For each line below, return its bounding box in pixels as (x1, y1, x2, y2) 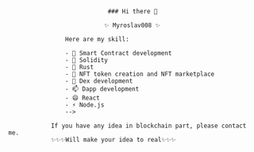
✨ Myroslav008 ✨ (104, 21, 160, 29)
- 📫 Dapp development (64, 85, 140, 93)
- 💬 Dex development (64, 77, 133, 85)
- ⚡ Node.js (64, 101, 105, 109)
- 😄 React (64, 94, 101, 102)
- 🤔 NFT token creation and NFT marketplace (64, 70, 215, 78)
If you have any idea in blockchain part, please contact (50, 122, 247, 130)
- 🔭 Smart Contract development (64, 49, 172, 57)
